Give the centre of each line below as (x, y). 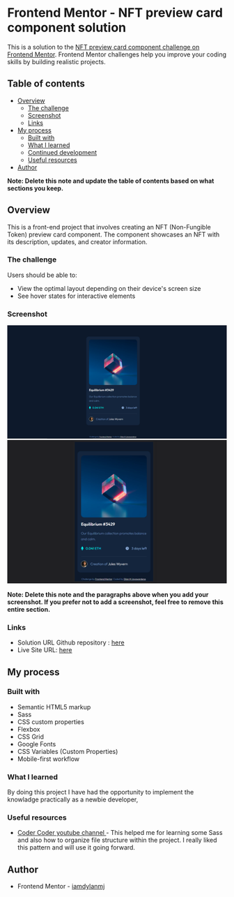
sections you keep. (36, 188)
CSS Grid (30, 737)
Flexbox (29, 729)
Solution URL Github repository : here (71, 642)
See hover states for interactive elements (76, 296)
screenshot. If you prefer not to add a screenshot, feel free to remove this (116, 602)
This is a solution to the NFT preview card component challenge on (103, 47)
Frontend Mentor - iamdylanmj (61, 887)
